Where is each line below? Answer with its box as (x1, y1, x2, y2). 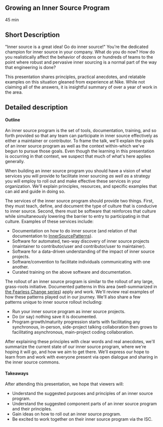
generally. (5, 159, 25, 164)
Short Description (5, 31, 60, 39)
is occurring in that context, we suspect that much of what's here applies (5, 153, 151, 159)
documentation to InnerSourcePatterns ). (12, 233, 93, 239)
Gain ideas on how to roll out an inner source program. (12, 411, 121, 417)
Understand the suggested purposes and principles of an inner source (12, 391, 153, 396)
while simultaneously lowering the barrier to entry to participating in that (5, 213, 149, 219)
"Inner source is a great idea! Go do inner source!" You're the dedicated (5, 44, 149, 49)
